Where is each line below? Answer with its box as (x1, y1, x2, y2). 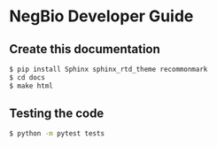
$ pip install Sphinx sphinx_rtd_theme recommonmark (9, 65, 208, 73)
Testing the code (9, 106, 105, 121)
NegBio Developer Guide (9, 6, 194, 27)
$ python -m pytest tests (9, 129, 105, 138)
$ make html (9, 81, 53, 90)
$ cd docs (9, 73, 46, 81)
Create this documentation (9, 42, 161, 57)
